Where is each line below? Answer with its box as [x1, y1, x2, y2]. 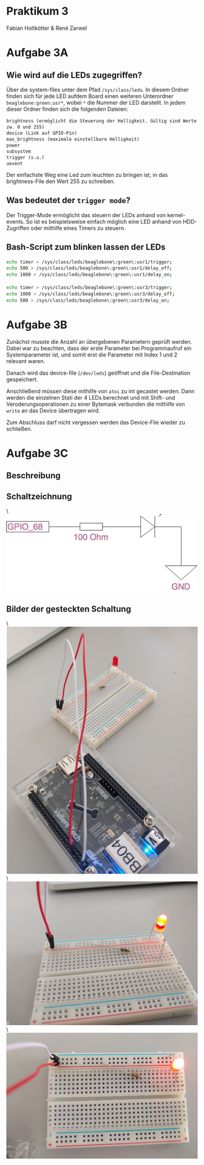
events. [6, 218, 25, 225]
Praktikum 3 [6, 4, 69, 18]
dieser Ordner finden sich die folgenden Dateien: [6, 105, 129, 113]
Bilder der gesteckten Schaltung [6, 603, 132, 614]
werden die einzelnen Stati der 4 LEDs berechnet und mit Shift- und [6, 394, 175, 401]
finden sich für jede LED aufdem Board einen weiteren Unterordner [6, 92, 174, 100]
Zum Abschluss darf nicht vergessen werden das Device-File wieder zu [6, 419, 185, 426]
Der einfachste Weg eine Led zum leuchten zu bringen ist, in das [6, 171, 168, 178]
